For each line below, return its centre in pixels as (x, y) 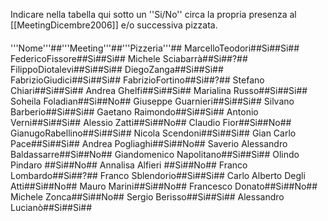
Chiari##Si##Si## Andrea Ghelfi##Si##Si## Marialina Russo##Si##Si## (159, 90)
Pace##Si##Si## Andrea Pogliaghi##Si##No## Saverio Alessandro (149, 143)
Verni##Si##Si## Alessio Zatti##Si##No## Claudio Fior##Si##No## (151, 122)
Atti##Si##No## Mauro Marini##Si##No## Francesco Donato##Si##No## (164, 186)
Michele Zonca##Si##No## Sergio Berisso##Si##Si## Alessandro (147, 196)
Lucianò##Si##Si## (51, 207)
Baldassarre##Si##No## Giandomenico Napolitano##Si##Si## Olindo (155, 154)
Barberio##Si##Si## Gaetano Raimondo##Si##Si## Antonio (134, 111)
